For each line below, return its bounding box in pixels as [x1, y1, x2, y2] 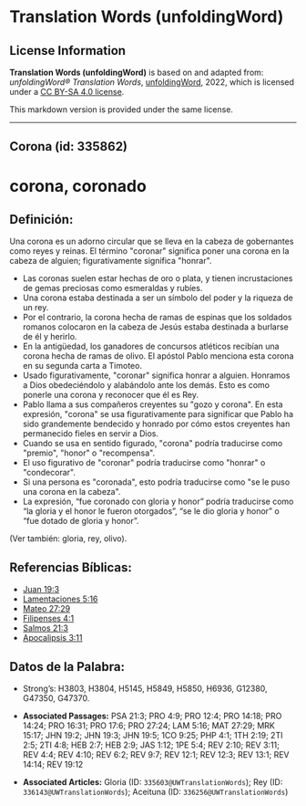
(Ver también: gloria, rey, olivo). [9, 533, 127, 544]
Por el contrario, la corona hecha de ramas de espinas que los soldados [22, 312, 292, 323]
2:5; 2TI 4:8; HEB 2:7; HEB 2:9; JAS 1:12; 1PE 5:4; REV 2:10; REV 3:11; [22, 739, 280, 750]
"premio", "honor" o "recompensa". [22, 447, 156, 458]
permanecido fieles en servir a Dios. [22, 428, 159, 439]
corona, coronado [9, 175, 148, 196]
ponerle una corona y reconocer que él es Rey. [22, 390, 199, 401]
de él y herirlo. [22, 331, 77, 342]
